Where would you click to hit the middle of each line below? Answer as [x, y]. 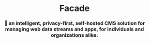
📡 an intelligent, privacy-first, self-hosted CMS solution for [75, 23]
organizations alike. [75, 35]
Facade [75, 8]
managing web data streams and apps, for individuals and [75, 29]
